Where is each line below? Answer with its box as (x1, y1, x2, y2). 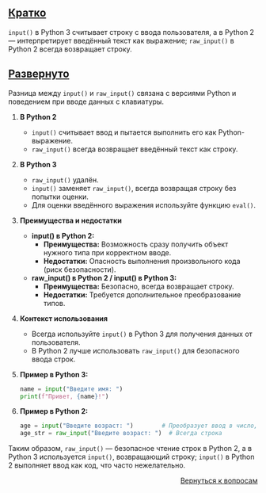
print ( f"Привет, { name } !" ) (19, 392, 109, 400)
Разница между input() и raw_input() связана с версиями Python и (8, 88, 237, 97)
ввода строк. (31, 354, 76, 364)
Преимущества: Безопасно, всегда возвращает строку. (43, 281, 235, 291)
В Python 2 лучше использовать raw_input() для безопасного (31, 346, 240, 355)
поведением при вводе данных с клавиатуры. (8, 97, 165, 106)
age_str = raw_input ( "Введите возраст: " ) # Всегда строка (19, 430, 222, 438)
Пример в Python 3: (19, 369, 89, 379)
